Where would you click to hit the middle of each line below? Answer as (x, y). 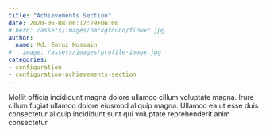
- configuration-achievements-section (72, 74)
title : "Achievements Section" (60, 15)
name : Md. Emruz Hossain (56, 45)
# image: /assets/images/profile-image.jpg (85, 52)
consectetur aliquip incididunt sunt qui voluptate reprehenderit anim (119, 114)
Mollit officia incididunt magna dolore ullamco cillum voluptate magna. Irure (131, 97)
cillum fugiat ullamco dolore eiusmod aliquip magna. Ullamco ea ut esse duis (133, 105)
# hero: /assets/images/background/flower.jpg (87, 30)
